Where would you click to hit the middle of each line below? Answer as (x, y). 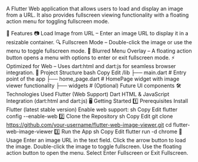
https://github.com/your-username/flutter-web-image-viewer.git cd (89, 125)
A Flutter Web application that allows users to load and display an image (95, 9)
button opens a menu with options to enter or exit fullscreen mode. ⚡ (91, 57)
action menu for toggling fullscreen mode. (58, 21)
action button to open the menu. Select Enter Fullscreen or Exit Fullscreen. (97, 153)
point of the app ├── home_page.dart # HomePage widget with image (93, 79)
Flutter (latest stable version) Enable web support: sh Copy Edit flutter (92, 109)
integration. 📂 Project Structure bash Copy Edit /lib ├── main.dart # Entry (96, 72)
